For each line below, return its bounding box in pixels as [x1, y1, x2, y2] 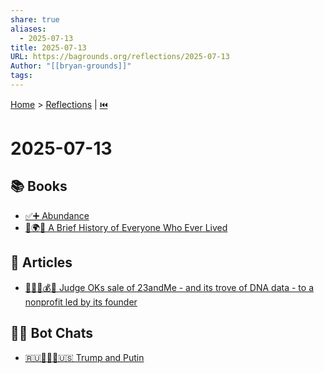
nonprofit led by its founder [24, 296, 138, 308]
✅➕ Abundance [24, 209, 90, 221]
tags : [10, 71, 33, 81]
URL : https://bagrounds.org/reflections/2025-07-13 [10, 52, 230, 62]
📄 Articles [10, 254, 73, 271]
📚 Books [10, 178, 68, 195]
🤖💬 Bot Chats [10, 325, 94, 342]
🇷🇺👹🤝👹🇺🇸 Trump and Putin [24, 351, 145, 363]
